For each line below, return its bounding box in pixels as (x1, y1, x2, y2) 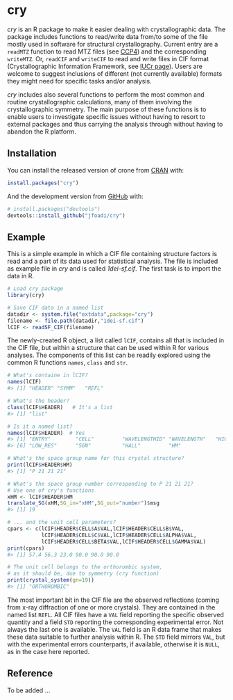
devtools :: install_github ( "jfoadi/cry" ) (7, 212, 126, 219)
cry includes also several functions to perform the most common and (7, 90, 205, 99)
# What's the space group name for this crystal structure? (7, 455, 185, 462)
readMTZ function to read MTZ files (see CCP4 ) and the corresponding (7, 47, 207, 56)
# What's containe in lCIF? (7, 372, 89, 379)
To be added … (7, 686, 51, 694)
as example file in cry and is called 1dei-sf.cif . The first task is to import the (7, 264, 222, 273)
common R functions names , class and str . (7, 358, 128, 367)
